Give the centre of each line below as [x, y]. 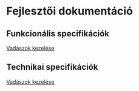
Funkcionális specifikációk [58, 34]
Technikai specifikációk [52, 67]
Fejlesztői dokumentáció [70, 11]
